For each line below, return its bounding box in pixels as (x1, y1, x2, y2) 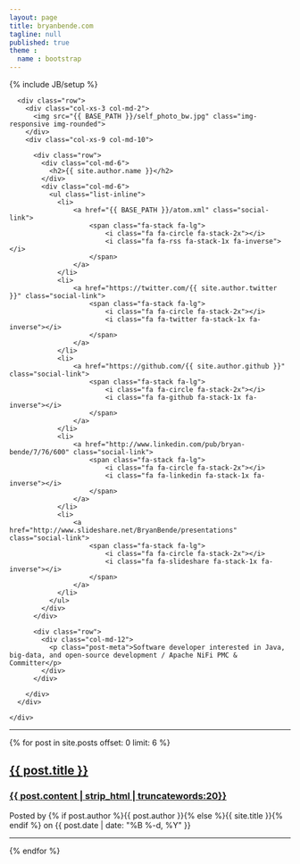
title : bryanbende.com (9, 21, 94, 30)
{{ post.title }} (9, 763, 89, 778)
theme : (9, 46, 38, 55)
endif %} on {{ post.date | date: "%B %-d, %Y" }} (9, 819, 191, 830)
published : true (9, 37, 70, 47)
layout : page (9, 12, 58, 22)
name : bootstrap (17, 54, 82, 63)
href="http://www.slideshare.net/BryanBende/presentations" (9, 526, 238, 535)
